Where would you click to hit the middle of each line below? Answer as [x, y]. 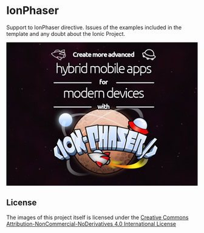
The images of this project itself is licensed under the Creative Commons [97, 217]
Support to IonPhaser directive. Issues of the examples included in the [94, 27]
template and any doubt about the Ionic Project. [66, 33]
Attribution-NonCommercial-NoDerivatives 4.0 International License [91, 224]
